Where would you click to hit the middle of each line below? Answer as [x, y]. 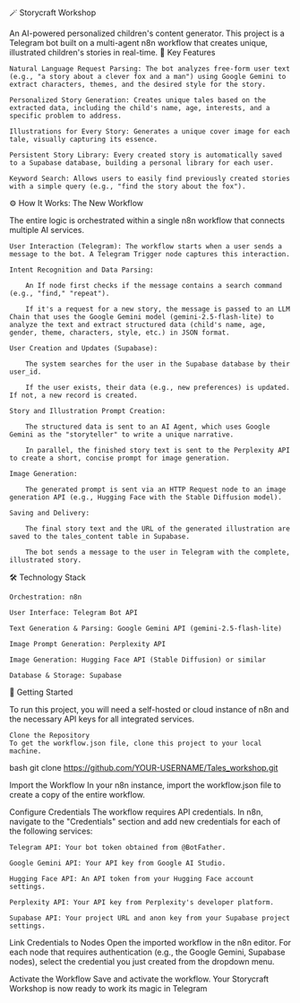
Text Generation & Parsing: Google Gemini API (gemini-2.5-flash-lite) [146, 628]
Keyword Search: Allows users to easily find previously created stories [150, 178]
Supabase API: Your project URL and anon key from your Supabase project [150, 918]
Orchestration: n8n [46, 597]
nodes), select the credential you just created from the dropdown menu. [142, 961]
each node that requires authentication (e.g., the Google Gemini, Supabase [147, 952]
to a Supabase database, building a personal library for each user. [142, 163]
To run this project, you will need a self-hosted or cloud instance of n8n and [149, 709]
